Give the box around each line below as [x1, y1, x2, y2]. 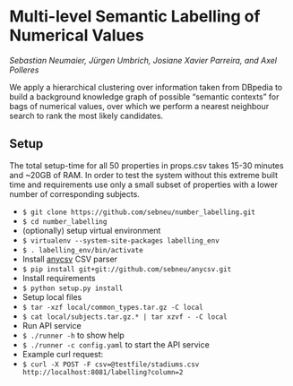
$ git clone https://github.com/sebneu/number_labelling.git [22, 208, 256, 217]
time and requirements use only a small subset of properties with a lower [9, 179, 278, 190]
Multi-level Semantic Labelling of [9, 6, 261, 27]
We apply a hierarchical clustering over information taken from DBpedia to [9, 81, 283, 92]
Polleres [9, 64, 39, 75]
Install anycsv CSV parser [22, 253, 118, 264]
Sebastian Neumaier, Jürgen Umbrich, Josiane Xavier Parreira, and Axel [9, 55, 278, 65]
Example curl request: [22, 348, 104, 359]
